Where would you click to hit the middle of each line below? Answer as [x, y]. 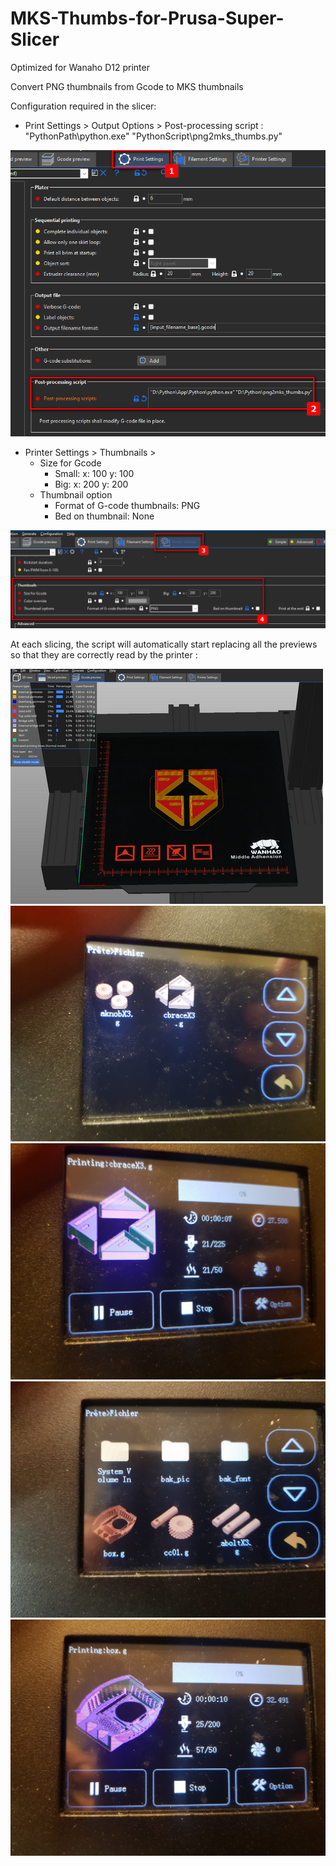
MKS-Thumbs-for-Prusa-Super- [147, 18]
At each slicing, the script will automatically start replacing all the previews [164, 644]
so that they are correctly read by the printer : [104, 654]
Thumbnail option [76, 495]
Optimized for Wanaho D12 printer [80, 67]
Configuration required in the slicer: [83, 106]
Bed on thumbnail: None [104, 516]
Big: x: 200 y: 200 [91, 484]
